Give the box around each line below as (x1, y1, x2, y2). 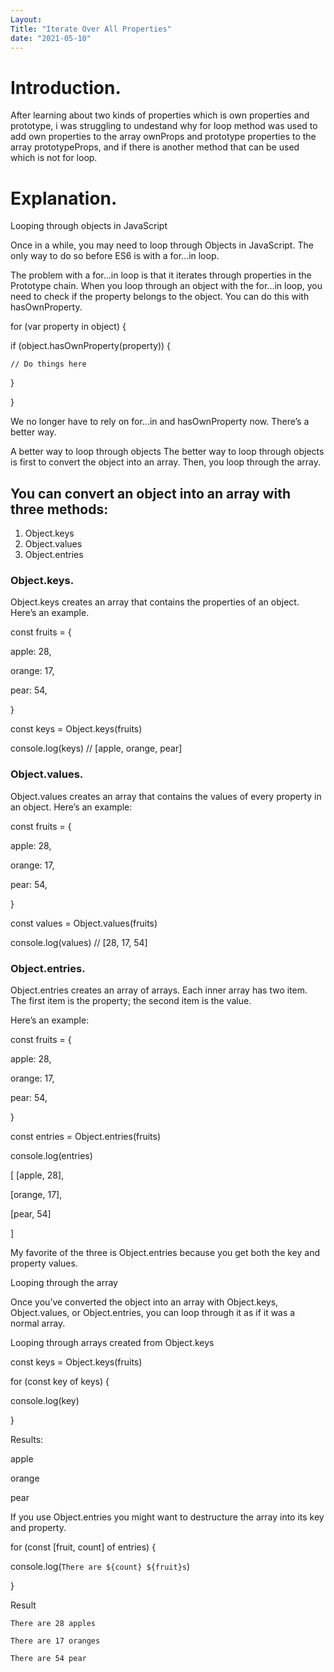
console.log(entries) (10, 1149, 93, 1161)
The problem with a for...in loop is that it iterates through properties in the (10, 269, 312, 281)
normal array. (10, 1317, 66, 1329)
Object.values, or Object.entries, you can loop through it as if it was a (10, 1306, 296, 1318)
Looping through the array (10, 1276, 118, 1288)
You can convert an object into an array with (10, 485, 291, 502)
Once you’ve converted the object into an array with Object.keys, (10, 1296, 279, 1308)
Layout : (10, 14, 43, 25)
